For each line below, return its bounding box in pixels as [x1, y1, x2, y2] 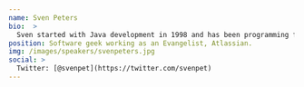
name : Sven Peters [8, 13, 78, 23]
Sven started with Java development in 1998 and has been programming [16, 30, 289, 39]
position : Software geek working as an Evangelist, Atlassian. [8, 38, 253, 48]
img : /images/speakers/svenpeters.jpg [8, 47, 155, 56]
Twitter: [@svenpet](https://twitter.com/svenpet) [16, 64, 212, 73]
